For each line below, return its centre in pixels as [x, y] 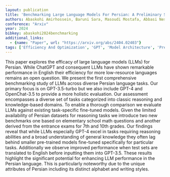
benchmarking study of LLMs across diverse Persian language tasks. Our [82, 83]
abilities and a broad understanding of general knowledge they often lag [80, 137]
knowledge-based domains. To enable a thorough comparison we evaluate [83, 104]
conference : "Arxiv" [27, 24]
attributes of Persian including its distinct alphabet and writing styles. [77, 169]
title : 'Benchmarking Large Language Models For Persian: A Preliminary [83, 15]
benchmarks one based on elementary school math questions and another [83, 121]
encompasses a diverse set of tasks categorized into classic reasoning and [84, 99]
